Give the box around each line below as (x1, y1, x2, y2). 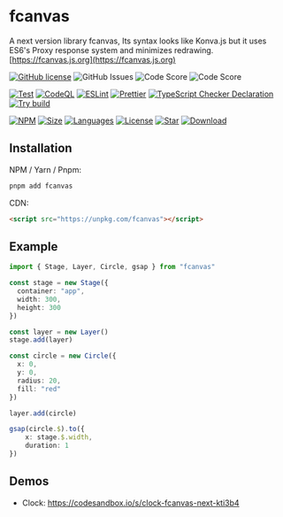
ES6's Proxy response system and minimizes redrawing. (9, 44, 214, 55)
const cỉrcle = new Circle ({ (9, 351, 117, 360)
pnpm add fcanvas (9, 181, 73, 190)
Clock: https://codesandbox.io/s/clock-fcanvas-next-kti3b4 (21, 498, 241, 508)
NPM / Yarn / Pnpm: (9, 164, 82, 174)
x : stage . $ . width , (25, 433, 93, 442)
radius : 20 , (17, 376, 62, 385)
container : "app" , (17, 287, 86, 296)
